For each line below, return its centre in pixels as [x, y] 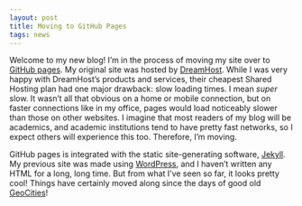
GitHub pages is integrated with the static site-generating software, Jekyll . [147, 154]
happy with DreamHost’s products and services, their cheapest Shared [141, 80]
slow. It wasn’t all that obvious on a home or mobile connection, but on [140, 98]
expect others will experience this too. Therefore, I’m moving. [123, 137]
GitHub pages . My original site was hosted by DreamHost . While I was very [149, 70]
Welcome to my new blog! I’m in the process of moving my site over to [140, 61]
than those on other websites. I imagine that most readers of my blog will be [151, 117]
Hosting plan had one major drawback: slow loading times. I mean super [143, 89]
